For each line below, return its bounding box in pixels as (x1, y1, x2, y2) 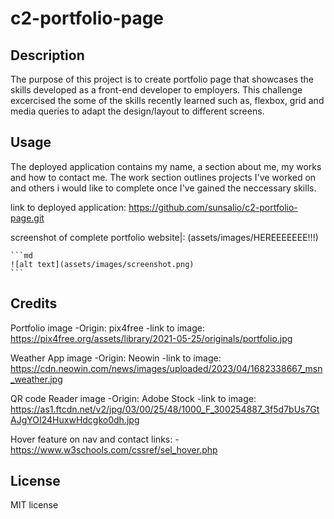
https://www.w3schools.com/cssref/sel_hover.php (10, 443, 218, 456)
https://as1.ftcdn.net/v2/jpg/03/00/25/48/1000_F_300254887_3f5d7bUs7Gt (10, 403, 320, 415)
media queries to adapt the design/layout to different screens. (10, 105, 265, 117)
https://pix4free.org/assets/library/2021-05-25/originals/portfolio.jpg (10, 332, 293, 344)
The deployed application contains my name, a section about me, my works (10, 160, 322, 172)
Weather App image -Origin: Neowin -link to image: (10, 352, 222, 364)
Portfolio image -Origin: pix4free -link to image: (10, 322, 205, 334)
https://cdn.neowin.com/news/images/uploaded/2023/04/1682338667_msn (10, 362, 323, 374)
